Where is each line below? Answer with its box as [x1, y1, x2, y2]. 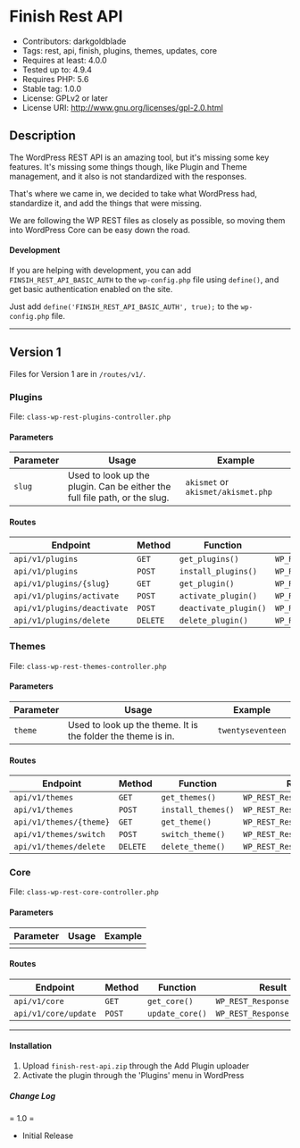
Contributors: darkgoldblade [21, 36, 127, 46]
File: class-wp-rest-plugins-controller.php [9, 411, 171, 422]
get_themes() [161, 792, 217, 803]
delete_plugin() [179, 616, 248, 626]
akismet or [185, 476, 229, 489]
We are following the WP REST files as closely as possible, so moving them [9, 214, 286, 225]
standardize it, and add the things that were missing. [9, 197, 203, 208]
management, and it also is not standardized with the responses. [9, 171, 247, 181]
